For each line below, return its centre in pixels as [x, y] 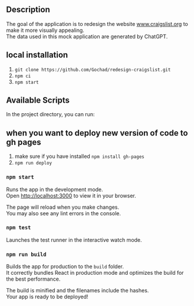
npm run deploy [33, 163]
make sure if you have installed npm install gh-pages [79, 156]
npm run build [26, 254]
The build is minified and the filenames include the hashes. [78, 291]
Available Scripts [38, 101]
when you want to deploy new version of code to [97, 133]
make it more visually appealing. [45, 30]
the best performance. [33, 279]
